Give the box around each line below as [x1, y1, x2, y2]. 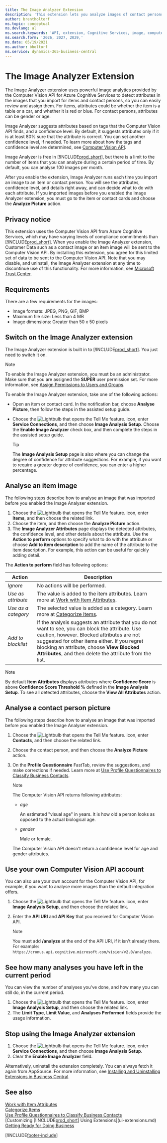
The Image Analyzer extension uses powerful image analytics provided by [5, 87, 157, 93]
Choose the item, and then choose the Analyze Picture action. [12, 520, 141, 526]
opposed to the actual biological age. [19, 816, 96, 822]
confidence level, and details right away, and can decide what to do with [5, 185, 154, 191]
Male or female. [19, 836, 52, 842]
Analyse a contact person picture [5, 704, 111, 712]
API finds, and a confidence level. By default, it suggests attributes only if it [5, 128, 159, 135]
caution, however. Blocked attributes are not [37, 631, 140, 638]
